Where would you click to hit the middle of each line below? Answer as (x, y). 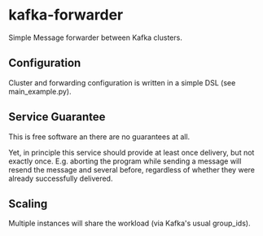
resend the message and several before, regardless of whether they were (131, 169)
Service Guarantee (57, 117)
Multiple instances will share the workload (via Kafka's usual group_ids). (129, 223)
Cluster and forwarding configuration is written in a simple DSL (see (122, 82)
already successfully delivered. (61, 178)
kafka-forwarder (66, 15)
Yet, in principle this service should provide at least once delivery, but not (131, 152)
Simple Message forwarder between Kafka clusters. (96, 37)
